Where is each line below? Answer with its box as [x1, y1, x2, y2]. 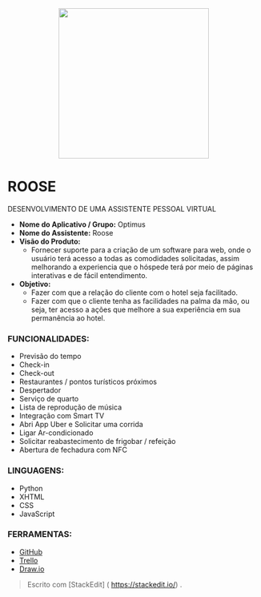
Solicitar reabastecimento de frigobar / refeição [18, 437, 176, 446]
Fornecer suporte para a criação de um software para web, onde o [30, 244, 251, 255]
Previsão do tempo [18, 352, 82, 361]
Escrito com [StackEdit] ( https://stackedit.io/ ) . [26, 579, 183, 589]
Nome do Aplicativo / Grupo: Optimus [18, 220, 146, 229]
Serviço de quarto [18, 394, 79, 404]
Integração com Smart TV [18, 411, 105, 421]
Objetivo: [18, 279, 51, 288]
